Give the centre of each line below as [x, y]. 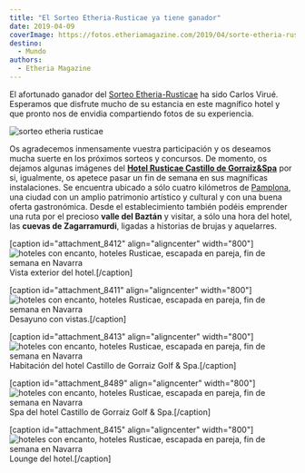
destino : [26, 43]
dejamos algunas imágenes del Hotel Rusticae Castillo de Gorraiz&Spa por [151, 168]
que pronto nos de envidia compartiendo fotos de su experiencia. [132, 113]
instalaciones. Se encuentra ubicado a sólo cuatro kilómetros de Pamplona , [150, 187]
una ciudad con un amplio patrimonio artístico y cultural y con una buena [146, 197]
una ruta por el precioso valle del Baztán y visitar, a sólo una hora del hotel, [151, 216]
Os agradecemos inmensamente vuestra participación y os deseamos [140, 148]
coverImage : [32, 34]
